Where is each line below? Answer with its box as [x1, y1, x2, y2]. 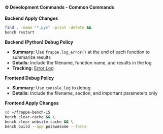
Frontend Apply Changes [5, 99, 59, 106]
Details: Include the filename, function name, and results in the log [12, 59, 152, 65]
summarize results [12, 54, 51, 60]
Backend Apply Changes [5, 15, 58, 21]
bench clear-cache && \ [5, 114, 55, 119]
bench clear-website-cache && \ [5, 119, 73, 124]
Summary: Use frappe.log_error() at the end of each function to [12, 49, 150, 55]
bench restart [5, 30, 35, 35]
